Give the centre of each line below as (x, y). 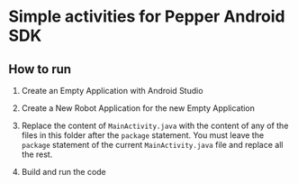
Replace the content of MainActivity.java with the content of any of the (155, 125)
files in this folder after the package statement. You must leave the (143, 135)
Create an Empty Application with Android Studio (112, 91)
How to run (40, 69)
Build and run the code (64, 172)
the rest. (37, 154)
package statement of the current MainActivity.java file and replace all (152, 145)
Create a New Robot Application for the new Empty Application (138, 108)
